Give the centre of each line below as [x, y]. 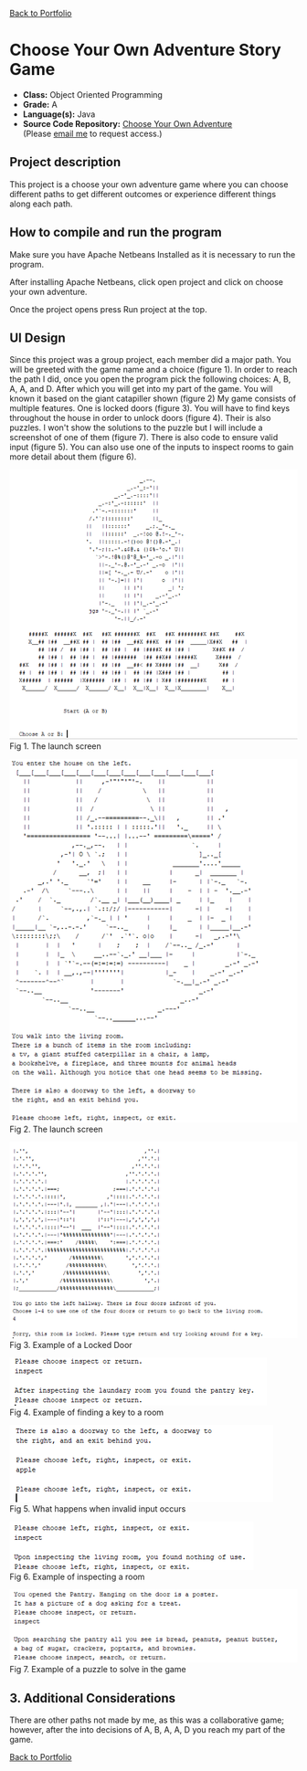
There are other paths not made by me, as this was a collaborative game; [147, 1720]
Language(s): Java [59, 114]
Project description [65, 162]
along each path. [41, 204]
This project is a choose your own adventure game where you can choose [149, 184]
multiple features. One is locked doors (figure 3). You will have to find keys [150, 408]
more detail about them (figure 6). [73, 457]
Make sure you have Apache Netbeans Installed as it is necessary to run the [153, 254]
